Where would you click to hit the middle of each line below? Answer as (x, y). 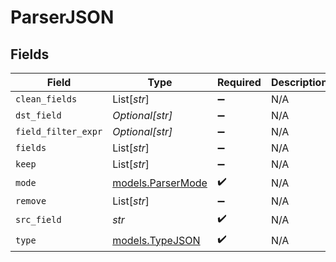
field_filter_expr (59, 131)
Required (239, 82)
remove (31, 201)
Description (299, 82)
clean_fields (46, 99)
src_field (38, 219)
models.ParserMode (160, 183)
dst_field (38, 115)
